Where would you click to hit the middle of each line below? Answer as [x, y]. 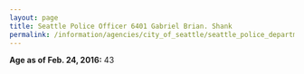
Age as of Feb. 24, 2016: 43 [62, 60]
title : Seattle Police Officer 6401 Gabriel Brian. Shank [121, 26]
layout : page [34, 18]
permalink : [30, 34]
